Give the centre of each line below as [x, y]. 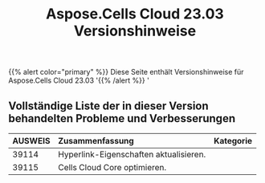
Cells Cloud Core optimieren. [112, 167]
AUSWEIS [31, 141]
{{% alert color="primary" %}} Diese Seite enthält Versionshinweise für [126, 72]
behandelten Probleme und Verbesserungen [122, 118]
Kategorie [233, 141]
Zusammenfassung [96, 141]
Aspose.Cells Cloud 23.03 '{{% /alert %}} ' [79, 80]
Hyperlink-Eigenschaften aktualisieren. [132, 155]
